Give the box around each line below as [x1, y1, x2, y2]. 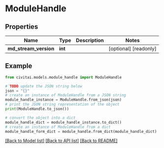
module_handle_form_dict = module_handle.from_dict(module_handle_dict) [5, 129, 157, 134]
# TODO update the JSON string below [5, 84, 82, 89]
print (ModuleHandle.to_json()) [5, 106, 69, 112]
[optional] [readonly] [109, 45, 157, 52]
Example [5, 62, 32, 70]
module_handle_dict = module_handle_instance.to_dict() [5, 120, 122, 125]
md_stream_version [7, 45, 55, 52]
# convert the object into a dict [5, 115, 76, 120]
